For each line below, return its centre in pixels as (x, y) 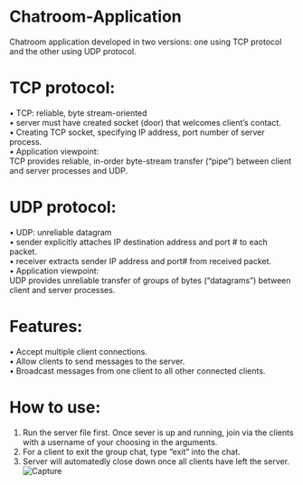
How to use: (55, 407)
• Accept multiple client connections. (78, 351)
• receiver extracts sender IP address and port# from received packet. (141, 261)
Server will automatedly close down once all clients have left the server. (156, 461)
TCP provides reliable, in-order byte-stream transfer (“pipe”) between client (151, 161)
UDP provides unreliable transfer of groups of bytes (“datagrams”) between (150, 280)
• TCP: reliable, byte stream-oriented (78, 113)
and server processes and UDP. (69, 170)
